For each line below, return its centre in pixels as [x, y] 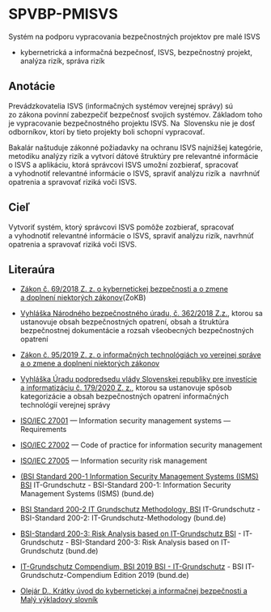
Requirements [43, 430]
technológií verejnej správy [65, 405]
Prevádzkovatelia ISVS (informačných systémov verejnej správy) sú [121, 105]
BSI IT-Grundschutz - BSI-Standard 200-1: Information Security [125, 485]
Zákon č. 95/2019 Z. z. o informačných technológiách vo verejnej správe [140, 355]
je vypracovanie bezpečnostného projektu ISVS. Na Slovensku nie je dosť [132, 123]
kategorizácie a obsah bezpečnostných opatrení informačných [124, 396]
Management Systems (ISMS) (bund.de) [87, 494]
